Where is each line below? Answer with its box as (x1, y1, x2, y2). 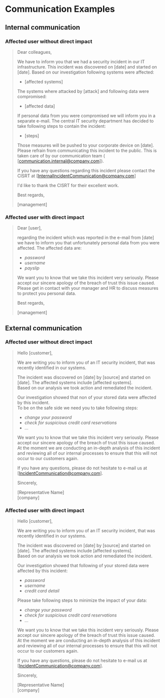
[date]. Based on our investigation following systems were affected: (17, 69, 154, 75)
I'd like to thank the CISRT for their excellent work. (17, 182, 119, 188)
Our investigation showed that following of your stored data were (17, 563, 149, 569)
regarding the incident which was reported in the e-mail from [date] (17, 234, 154, 240)
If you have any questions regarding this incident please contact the (17, 167, 155, 173)
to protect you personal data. (17, 290, 76, 297)
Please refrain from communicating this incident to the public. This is (17, 147, 157, 154)
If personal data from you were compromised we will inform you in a (17, 113, 156, 118)
